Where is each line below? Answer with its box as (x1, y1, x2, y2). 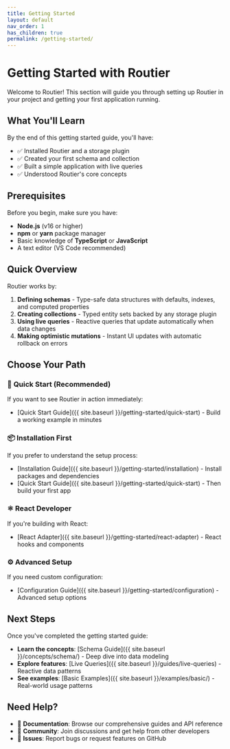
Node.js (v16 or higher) (16, 221, 84, 230)
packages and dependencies (16, 472, 100, 480)
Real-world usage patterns (16, 681, 93, 689)
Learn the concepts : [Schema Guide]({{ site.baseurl (16, 645, 165, 653)
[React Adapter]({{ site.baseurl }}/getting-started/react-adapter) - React (16, 533, 222, 541)
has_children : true (7, 29, 63, 36)
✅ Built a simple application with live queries (16, 162, 143, 170)
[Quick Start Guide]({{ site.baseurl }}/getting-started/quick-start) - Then (16, 479, 221, 488)
